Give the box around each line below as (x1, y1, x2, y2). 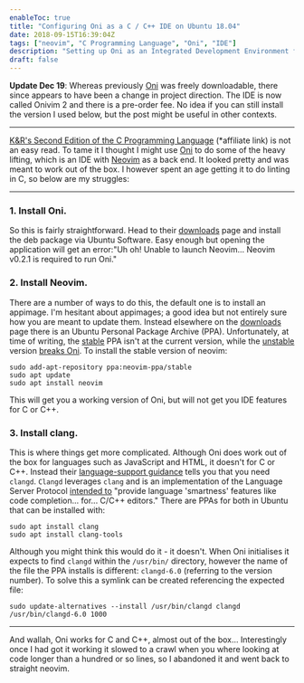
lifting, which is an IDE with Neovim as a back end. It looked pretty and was (9, 155, 290, 165)
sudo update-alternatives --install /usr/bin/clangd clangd (9, 602, 242, 611)
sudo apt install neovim (9, 378, 103, 387)
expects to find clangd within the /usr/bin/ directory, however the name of (9, 555, 288, 566)
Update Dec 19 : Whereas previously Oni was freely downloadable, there (9, 81, 279, 90)
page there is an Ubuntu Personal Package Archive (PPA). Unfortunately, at (9, 326, 290, 337)
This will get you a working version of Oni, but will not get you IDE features (9, 394, 288, 405)
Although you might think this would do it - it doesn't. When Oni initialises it (9, 545, 290, 556)
